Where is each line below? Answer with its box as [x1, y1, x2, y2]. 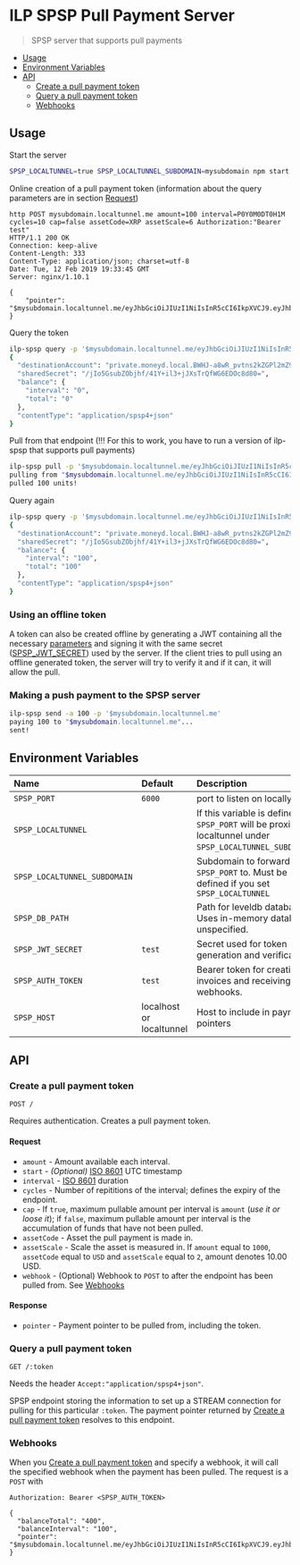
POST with [9, 1476, 44, 1487]
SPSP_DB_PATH [13, 913, 70, 923]
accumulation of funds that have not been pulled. [21, 1222, 204, 1233]
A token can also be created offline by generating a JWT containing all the [9, 629, 283, 639]
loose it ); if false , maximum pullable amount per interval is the [21, 1213, 252, 1223]
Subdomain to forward [196, 855, 290, 867]
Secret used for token [196, 937, 287, 950]
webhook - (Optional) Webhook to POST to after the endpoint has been [21, 1270, 274, 1281]
